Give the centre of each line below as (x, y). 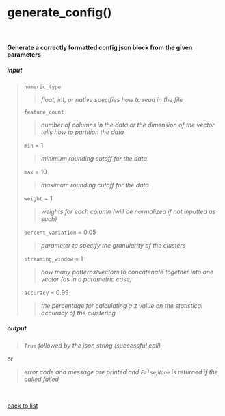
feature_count (44, 112)
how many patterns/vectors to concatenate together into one (127, 272)
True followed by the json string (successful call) (92, 346)
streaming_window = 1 (53, 259)
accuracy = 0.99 (46, 292)
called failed (41, 379)
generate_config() (59, 13)
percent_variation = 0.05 (60, 232)
